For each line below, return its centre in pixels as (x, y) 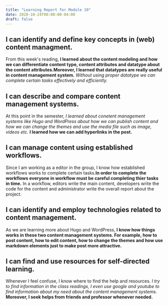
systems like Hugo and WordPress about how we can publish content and (82, 121)
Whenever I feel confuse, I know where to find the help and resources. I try (83, 281)
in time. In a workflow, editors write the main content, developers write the (82, 183)
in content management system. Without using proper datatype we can (80, 75)
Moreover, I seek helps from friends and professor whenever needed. (79, 297)
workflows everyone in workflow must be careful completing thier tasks (82, 178)
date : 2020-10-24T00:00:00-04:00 (40, 14)
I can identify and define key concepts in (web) (80, 39)
